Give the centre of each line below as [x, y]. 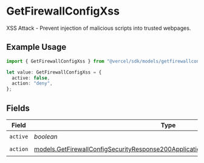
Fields [18, 108]
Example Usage [36, 47]
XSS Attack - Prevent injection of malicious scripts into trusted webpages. [99, 28]
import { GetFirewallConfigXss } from [55, 61]
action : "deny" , [32, 83]
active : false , [31, 78]
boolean [46, 137]
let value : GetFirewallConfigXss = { [54, 72]
